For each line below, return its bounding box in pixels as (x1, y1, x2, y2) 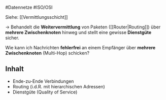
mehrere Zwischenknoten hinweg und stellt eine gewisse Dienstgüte (5, 29, 152, 35)
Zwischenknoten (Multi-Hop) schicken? (5, 50, 90, 56)
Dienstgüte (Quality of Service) (12, 89, 78, 95)
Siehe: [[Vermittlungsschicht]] (5, 14, 68, 20)
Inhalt (5, 64, 24, 73)
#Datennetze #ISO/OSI (5, 5, 53, 10)
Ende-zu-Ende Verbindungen (12, 78, 74, 84)
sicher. (5, 35, 19, 41)
